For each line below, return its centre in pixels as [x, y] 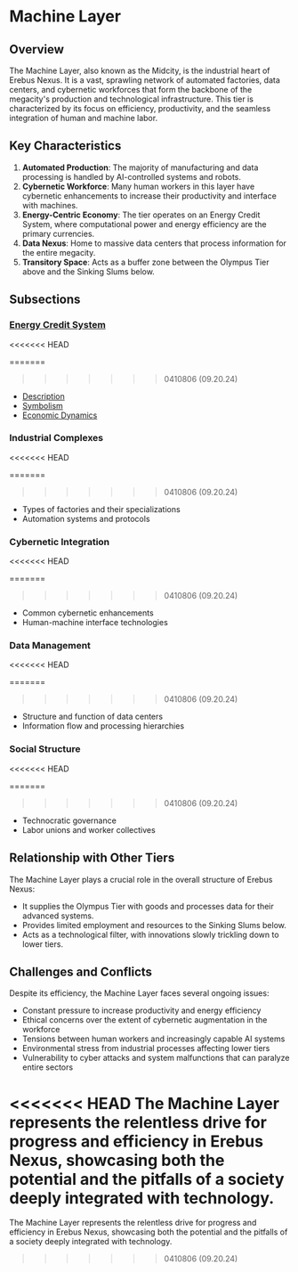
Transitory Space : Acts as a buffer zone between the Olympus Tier [145, 262]
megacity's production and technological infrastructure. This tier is [131, 99]
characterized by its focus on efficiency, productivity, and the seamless [140, 108]
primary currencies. [58, 233]
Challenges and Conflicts [81, 971]
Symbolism [43, 405]
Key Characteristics [65, 146]
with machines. [50, 205]
